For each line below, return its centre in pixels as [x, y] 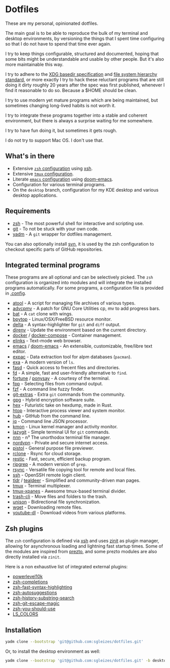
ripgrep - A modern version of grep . [50, 464]
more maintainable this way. [34, 64]
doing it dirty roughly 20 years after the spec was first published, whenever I [85, 85]
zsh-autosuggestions [35, 593]
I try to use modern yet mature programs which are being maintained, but [82, 100]
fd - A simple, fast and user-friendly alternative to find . [70, 373]
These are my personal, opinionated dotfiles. [52, 23]
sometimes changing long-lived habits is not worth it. [60, 105]
